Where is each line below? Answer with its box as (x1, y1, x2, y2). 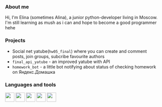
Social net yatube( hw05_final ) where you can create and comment (12, 48, 147, 54)
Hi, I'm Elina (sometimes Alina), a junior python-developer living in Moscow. (5, 15, 158, 21)
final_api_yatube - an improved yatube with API (12, 59, 110, 64)
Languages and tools (5, 81, 56, 88)
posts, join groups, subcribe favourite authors (12, 53, 105, 59)
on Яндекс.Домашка (12, 69, 55, 75)
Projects (5, 37, 26, 44)
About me (5, 3, 29, 10)
